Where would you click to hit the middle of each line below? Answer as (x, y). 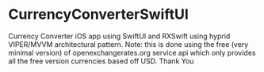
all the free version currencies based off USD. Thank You (101, 61)
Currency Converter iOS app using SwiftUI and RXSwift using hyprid (119, 36)
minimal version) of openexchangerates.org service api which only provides (132, 52)
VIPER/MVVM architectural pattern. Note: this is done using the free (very (128, 44)
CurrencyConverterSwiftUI (98, 14)
